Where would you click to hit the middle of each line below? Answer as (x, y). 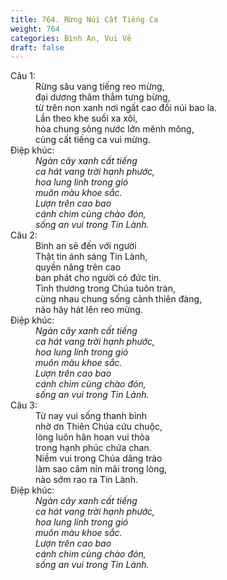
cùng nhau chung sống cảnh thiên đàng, (119, 299)
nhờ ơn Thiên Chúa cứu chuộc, (99, 427)
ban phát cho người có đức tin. (98, 278)
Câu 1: (23, 76)
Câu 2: (24, 235)
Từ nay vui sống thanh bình (91, 416)
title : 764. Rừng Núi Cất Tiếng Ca (84, 19)
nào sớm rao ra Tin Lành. (86, 480)
